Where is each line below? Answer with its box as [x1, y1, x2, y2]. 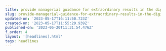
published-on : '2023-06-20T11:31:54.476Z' [5, 25, 94, 30]
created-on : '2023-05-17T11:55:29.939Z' [5, 20, 90, 26]
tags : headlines [5, 39, 39, 44]
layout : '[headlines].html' [5, 34, 63, 39]
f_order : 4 [5, 30, 28, 34]
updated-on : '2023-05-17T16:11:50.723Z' [5, 16, 90, 21]
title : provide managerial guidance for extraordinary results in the [5, 7, 154, 12]
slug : [5, 12, 16, 17]
